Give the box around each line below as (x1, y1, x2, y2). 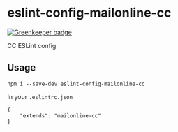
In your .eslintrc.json (7, 92, 73, 101)
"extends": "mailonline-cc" (20, 112, 101, 119)
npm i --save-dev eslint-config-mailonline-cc (7, 80, 145, 87)
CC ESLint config (7, 41, 57, 50)
